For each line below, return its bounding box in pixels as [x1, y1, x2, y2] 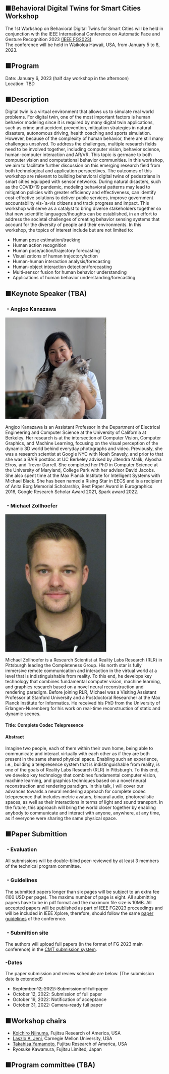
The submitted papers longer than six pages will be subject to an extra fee [5, 888, 160, 895]
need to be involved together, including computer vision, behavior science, [5, 146, 160, 153]
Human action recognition [12, 242, 67, 248]
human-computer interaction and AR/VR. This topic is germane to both [5, 152, 152, 158]
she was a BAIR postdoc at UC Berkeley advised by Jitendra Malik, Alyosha [5, 456, 162, 463]
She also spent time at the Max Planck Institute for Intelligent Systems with [5, 472, 160, 478]
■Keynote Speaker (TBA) [5, 289, 87, 298]
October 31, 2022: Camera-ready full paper [12, 1002, 103, 1008]
